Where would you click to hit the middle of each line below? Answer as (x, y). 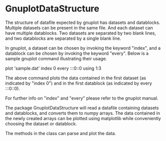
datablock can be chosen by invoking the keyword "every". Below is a (77, 53)
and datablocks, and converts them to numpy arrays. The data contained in (82, 113)
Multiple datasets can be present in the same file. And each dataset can (79, 27)
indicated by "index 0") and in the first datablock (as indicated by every (79, 83)
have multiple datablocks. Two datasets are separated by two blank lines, (81, 33)
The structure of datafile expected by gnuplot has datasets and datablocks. (83, 22)
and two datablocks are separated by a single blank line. (63, 38)
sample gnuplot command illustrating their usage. (56, 58)
